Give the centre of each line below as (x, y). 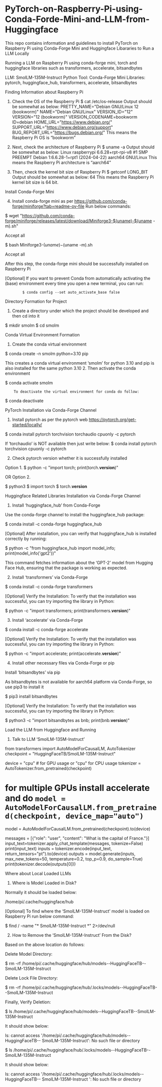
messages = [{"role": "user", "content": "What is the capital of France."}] (77, 838)
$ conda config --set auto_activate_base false (71, 292)
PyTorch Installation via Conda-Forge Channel (51, 410)
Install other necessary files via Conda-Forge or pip (63, 663)
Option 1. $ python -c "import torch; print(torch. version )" (62, 467)
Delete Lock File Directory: (31, 978)
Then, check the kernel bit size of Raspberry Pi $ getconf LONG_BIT (80, 172)
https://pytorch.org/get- (112, 420)
